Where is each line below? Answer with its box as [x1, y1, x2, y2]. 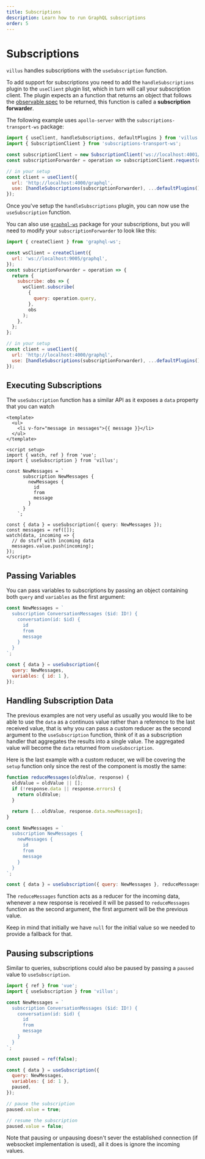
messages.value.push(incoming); [12, 543, 95, 549]
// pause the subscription [6, 1100, 75, 1107]
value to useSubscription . [6, 971, 71, 979]
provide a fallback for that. [6, 930, 73, 938]
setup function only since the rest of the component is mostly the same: [6, 763, 187, 770]
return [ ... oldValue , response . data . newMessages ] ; [12, 808, 143, 814]
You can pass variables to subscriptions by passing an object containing [6, 587, 188, 594]
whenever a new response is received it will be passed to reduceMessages [6, 899, 190, 906]
